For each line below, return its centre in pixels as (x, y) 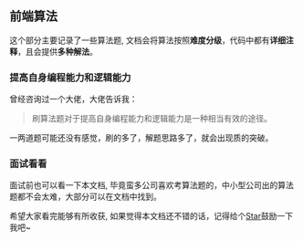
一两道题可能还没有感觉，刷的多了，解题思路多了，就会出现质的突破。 (141, 138)
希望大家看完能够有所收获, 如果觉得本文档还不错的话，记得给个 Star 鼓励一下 (151, 216)
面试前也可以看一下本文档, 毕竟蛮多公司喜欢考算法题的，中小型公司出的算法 (151, 185)
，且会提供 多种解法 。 (57, 51)
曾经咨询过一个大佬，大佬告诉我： (73, 100)
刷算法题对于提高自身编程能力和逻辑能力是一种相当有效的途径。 (151, 119)
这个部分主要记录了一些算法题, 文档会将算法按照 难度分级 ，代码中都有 (140, 40)
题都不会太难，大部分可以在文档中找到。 (85, 197)
